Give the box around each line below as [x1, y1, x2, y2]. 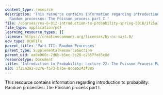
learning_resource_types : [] [5, 30, 64, 35]
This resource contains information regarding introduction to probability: [5, 79, 149, 85]
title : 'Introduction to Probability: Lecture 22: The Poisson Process [5, 61, 153, 66]
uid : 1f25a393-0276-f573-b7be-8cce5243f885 [5, 66, 95, 71]
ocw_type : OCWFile [5, 39, 42, 44]
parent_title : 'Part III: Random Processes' [5, 43, 97, 48]
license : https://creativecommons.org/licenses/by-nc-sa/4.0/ [5, 35, 133, 39]
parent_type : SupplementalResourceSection [5, 48, 92, 53]
